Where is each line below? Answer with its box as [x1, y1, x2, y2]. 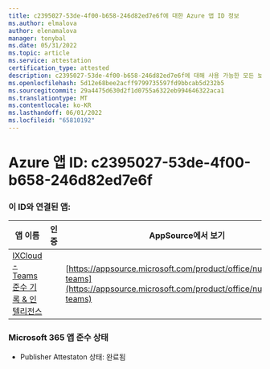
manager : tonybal [8, 34, 67, 43]
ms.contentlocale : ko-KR [8, 101, 92, 109]
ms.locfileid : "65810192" [8, 117, 95, 125]
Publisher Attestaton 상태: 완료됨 [19, 351, 126, 362]
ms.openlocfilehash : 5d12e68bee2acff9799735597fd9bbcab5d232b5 [8, 79, 225, 87]
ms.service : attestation [8, 57, 92, 65]
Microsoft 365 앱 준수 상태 [8, 332, 108, 343]
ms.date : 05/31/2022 [8, 42, 78, 50]
